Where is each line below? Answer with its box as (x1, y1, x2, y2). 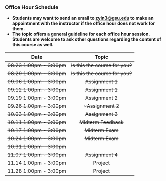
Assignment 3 (85, 111, 118, 118)
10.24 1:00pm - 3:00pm (7, 135, 66, 142)
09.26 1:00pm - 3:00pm (7, 103, 66, 110)
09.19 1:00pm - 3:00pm (7, 94, 66, 101)
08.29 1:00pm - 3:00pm (7, 70, 66, 77)
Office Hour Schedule (5, 4, 59, 11)
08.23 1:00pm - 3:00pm (7, 62, 66, 69)
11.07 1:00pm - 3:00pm (7, 151, 66, 158)
